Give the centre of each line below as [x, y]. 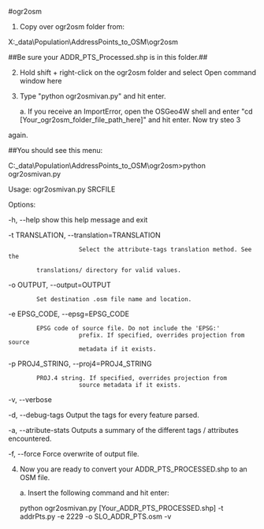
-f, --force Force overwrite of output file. [74, 454]
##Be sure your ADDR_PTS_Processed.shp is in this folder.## [108, 57]
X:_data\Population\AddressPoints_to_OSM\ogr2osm [93, 42]
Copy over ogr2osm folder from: [72, 26]
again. [19, 135]
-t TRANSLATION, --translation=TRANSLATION [85, 235]
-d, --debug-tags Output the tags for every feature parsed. [104, 415]
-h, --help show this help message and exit [78, 220]
